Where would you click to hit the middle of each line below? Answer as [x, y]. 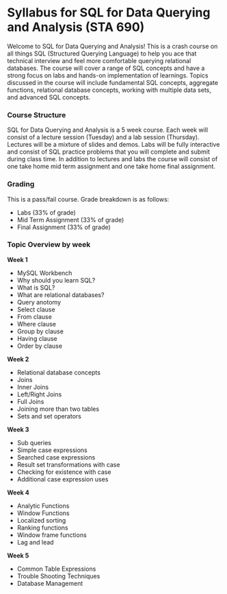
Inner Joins [33, 387]
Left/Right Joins [39, 394]
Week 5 [18, 555]
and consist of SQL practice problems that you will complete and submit [108, 152]
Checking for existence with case [64, 472]
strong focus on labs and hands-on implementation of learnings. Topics [108, 75]
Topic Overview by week [49, 245]
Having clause [37, 338]
